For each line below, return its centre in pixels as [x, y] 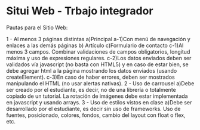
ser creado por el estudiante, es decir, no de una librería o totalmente [91, 89]
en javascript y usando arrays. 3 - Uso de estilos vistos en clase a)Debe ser [99, 102]
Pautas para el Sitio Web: [37, 27]
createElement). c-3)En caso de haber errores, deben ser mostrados [90, 77]
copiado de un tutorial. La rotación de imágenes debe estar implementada [97, 96]
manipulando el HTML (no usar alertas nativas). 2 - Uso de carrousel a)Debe [100, 83]
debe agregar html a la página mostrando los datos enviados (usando [92, 70]
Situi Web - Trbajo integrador [80, 11]
